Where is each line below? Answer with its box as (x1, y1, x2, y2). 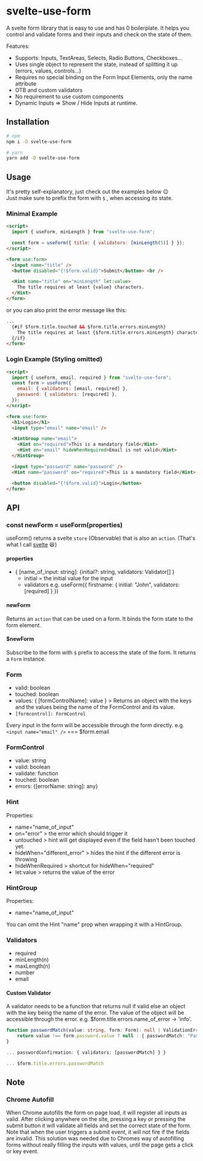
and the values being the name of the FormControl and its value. (14, 704, 175, 710)
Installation (6, 117, 50, 127)
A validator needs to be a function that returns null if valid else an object (6, 1003, 185, 1010)
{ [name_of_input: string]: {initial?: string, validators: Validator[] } (14, 568, 175, 576)
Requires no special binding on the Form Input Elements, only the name (14, 73, 193, 81)
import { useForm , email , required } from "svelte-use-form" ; (11, 374, 172, 381)
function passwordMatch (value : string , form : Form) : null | (6, 1027, 161, 1034)
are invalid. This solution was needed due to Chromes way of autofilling (6, 1135, 184, 1142)
